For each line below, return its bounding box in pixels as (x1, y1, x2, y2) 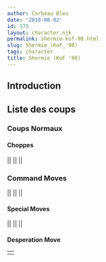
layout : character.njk (7, 29, 72, 36)
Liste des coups (7, 104, 77, 115)
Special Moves (7, 204, 50, 213)
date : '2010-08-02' (7, 16, 63, 23)
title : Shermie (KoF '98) (7, 55, 81, 62)
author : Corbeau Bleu (7, 10, 69, 17)
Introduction (7, 80, 62, 92)
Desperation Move (7, 235, 61, 243)
